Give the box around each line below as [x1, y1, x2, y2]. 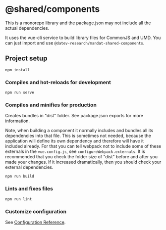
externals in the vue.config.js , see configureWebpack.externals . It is [5, 148, 145, 154]
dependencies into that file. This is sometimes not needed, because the [5, 133, 151, 139]
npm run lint [5, 196, 32, 201]
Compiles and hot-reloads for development [5, 79, 111, 86]
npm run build [5, 174, 35, 179]
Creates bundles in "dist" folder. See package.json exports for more [5, 113, 144, 119]
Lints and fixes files [5, 185, 54, 192]
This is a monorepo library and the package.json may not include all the [5, 20, 151, 26]
